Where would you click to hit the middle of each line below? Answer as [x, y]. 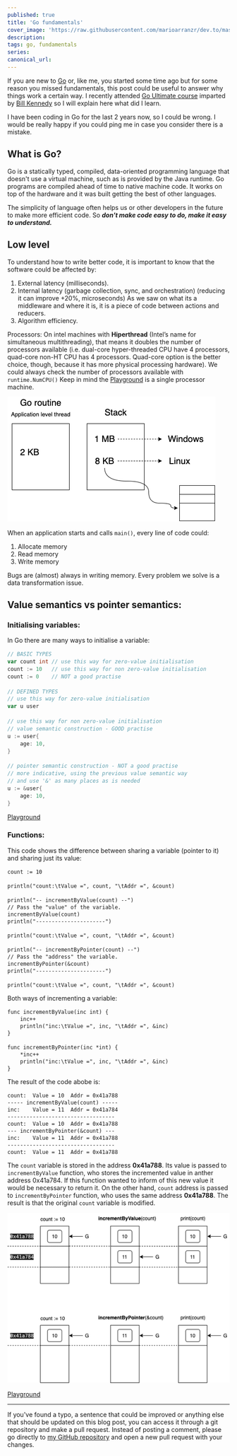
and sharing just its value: [45, 858]
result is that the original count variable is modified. [81, 1203]
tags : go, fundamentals [42, 45]
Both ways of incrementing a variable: [62, 998]
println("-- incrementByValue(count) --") [71, 900]
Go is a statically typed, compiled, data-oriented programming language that [119, 171]
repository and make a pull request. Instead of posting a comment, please [115, 1430]
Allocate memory [42, 546]
